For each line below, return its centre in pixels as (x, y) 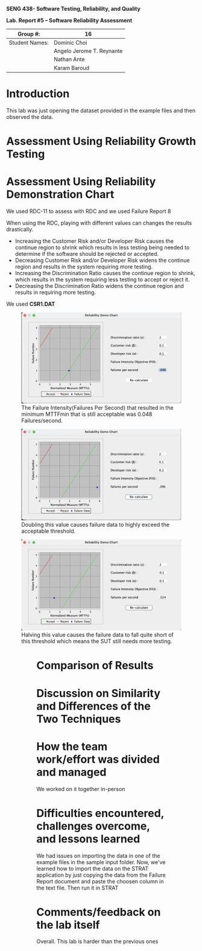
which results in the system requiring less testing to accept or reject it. (102, 279)
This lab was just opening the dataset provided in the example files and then (101, 110)
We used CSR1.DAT (31, 304)
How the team (72, 746)
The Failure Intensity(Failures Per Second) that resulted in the (97, 408)
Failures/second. (42, 421)
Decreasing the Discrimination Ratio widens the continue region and (99, 286)
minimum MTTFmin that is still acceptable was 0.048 (87, 414)
